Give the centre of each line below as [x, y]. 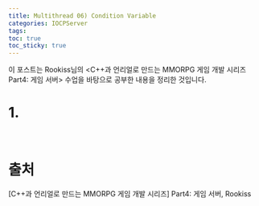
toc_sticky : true [37, 46]
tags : [17, 31]
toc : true [25, 38]
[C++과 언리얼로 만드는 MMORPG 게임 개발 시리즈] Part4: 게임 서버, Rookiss [130, 194]
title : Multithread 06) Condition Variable [82, 16]
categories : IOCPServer [48, 23]
